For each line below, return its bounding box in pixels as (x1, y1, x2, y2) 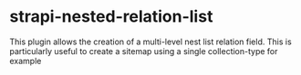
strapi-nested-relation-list (9, 6, 213, 27)
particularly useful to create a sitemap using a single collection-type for (9, 45, 278, 56)
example (9, 55, 42, 66)
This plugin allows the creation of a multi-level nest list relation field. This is (9, 36, 292, 47)
